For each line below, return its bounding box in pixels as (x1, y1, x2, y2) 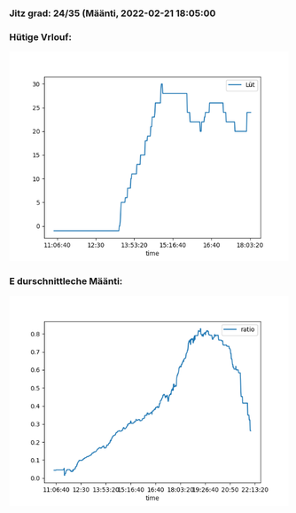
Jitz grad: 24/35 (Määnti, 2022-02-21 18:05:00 (9, 7, 216, 20)
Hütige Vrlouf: (9, 30, 73, 43)
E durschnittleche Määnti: (9, 275, 123, 288)
